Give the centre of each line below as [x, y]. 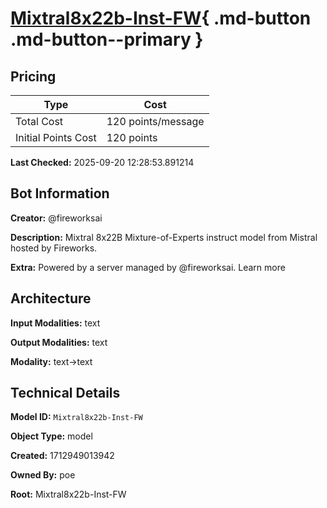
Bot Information [60, 193]
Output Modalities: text [59, 342]
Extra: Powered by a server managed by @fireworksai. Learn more [148, 267]
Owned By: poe [43, 475]
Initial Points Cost [56, 137]
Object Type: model [51, 436]
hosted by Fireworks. [54, 248]
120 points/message [155, 121]
